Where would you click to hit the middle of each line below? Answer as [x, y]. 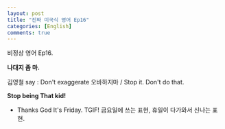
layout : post [26, 13]
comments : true [29, 33]
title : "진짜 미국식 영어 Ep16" [48, 20]
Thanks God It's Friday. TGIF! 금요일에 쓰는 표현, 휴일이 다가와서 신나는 [114, 110]
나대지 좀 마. [23, 68]
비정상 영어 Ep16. [30, 53]
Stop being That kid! [37, 96]
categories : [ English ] [39, 26]
